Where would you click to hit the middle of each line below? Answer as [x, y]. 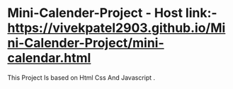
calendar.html [49, 58]
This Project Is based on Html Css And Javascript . [81, 77]
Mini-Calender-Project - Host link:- [112, 13]
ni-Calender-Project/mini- [86, 43]
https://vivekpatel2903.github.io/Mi [116, 28]
